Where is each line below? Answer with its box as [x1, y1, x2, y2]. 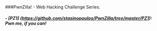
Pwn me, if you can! [5, 20, 47, 26]
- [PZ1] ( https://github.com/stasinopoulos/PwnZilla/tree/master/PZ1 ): [5, 15, 152, 21]
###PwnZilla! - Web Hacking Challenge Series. [5, 4, 101, 10]
